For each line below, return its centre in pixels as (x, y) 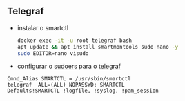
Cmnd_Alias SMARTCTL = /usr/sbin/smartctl (69, 79)
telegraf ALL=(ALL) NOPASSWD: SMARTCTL (66, 85)
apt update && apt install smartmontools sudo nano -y (98, 47)
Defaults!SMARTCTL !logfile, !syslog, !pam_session (83, 91)
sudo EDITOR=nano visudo (53, 53)
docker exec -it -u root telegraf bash (75, 41)
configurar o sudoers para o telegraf (69, 66)
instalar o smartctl (43, 27)
